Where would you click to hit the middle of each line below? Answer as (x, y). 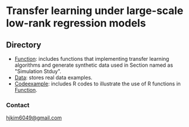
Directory (24, 45)
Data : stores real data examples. (53, 78)
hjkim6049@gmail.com (34, 118)
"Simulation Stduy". (38, 71)
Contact (18, 105)
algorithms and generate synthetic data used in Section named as (94, 65)
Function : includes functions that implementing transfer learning (92, 59)
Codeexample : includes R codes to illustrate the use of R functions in (98, 84)
